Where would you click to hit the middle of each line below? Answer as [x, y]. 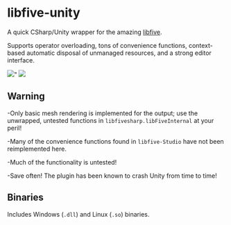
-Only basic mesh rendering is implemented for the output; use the [103, 113]
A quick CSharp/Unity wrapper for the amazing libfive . [85, 32]
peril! [15, 128]
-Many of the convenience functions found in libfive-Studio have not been [115, 141]
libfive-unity [44, 13]
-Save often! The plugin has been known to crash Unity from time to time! [112, 176]
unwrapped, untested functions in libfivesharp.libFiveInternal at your [111, 120]
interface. [21, 60]
